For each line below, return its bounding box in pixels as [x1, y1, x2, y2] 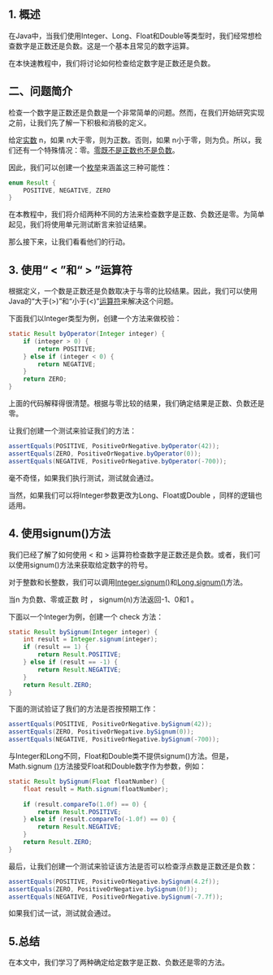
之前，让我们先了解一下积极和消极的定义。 [8, 117, 151, 128]
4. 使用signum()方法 [8, 527, 111, 541]
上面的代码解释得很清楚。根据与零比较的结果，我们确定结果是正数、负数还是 [8, 398, 265, 408]
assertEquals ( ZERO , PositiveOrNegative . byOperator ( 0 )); [8, 450, 201, 458]
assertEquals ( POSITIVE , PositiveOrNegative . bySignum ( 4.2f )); [8, 877, 220, 886]
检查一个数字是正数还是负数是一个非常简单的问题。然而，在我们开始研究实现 [8, 107, 265, 117]
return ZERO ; [23, 375, 67, 384]
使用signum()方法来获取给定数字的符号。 [15, 559, 153, 569]
